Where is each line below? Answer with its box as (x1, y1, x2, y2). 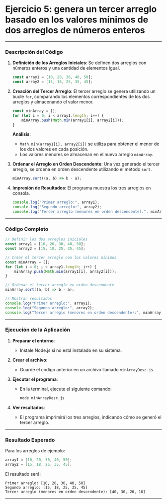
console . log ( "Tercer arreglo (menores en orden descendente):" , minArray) (5, 310, 164, 315)
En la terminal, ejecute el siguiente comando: (19, 386, 112, 392)
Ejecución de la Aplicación (5, 327, 71, 334)
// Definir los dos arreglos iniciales (5, 237, 88, 242)
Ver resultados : (12, 404, 45, 411)
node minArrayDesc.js (19, 395, 65, 401)
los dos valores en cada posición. (19, 146, 88, 152)
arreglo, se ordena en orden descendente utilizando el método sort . (12, 167, 152, 172)
